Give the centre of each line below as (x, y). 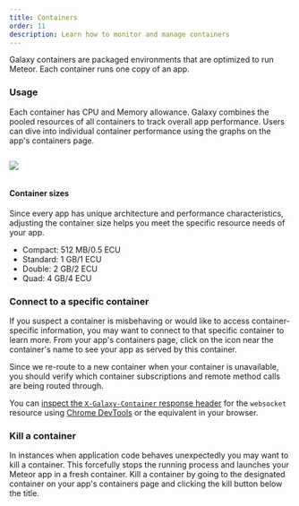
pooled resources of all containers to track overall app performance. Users (147, 121)
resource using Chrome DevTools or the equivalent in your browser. (134, 413)
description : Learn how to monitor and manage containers (120, 34)
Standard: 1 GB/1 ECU (62, 259)
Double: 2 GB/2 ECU (60, 269)
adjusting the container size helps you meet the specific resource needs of (147, 223)
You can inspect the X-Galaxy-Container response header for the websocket (148, 403)
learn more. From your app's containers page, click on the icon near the (141, 340)
